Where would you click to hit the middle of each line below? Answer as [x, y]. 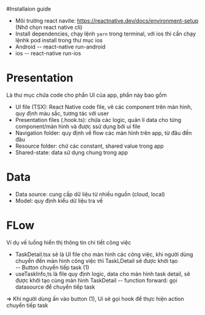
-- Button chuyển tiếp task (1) [52, 267]
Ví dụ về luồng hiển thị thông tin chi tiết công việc [69, 242]
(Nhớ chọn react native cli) [49, 27]
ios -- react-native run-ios [48, 53]
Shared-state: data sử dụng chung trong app [72, 152]
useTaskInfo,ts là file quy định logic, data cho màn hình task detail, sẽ [103, 274]
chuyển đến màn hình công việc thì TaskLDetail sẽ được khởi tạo [96, 260]
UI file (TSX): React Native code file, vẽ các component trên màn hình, [104, 107]
